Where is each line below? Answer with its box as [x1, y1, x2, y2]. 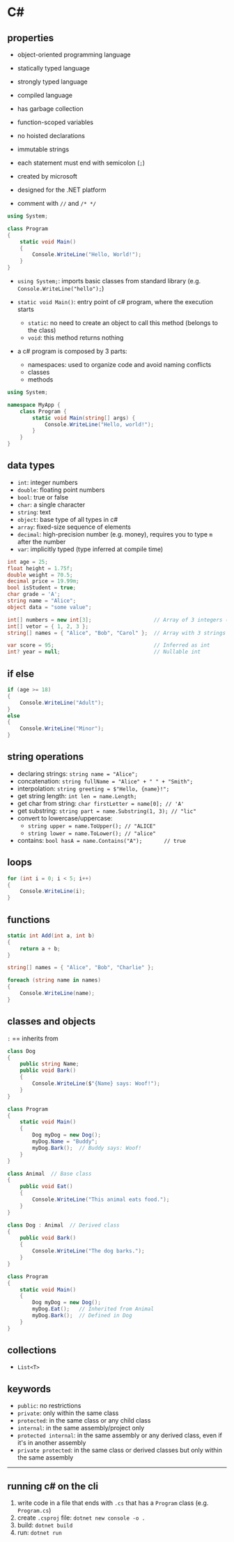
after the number [17, 537, 66, 546]
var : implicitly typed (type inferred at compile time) [17, 545, 164, 553]
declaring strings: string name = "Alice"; [17, 769, 138, 778]
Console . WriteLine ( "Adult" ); [19, 699, 104, 706]
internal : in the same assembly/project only [17, 1424, 145, 1432]
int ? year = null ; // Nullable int [7, 648, 201, 656]
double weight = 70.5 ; [7, 571, 73, 578]
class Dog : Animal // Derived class [7, 1222, 120, 1229]
